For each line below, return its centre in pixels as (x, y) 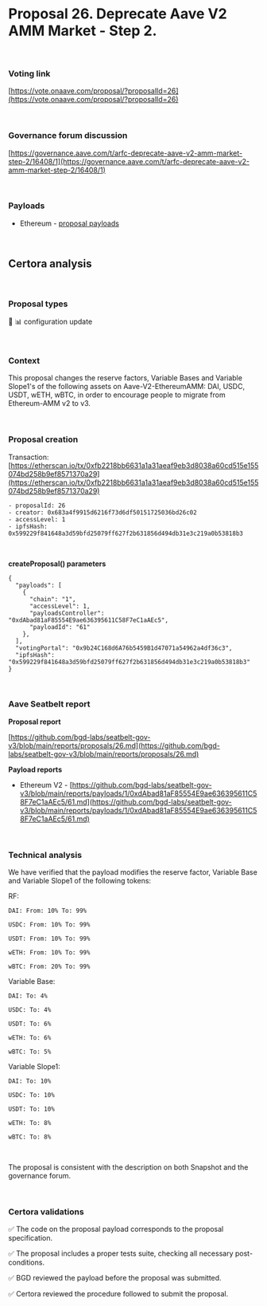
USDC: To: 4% (30, 1010)
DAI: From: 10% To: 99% (48, 911)
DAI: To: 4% (28, 996)
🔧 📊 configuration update (50, 321)
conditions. (27, 1263)
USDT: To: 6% (30, 1024)
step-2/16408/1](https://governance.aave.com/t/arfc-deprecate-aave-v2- (129, 161)
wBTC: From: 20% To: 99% (49, 967)
